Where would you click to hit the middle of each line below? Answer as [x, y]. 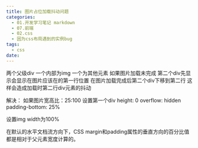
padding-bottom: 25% [33, 107]
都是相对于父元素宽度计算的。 [42, 139]
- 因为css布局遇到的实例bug [42, 39]
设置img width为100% [33, 119]
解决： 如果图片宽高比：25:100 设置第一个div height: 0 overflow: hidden [94, 100]
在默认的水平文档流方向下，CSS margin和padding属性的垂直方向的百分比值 [98, 131]
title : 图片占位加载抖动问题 [38, 11]
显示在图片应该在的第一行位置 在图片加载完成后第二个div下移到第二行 [101, 80]
